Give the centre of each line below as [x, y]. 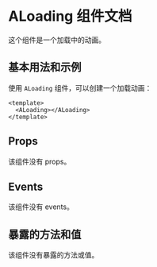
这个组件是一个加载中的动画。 [57, 40]
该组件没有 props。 [40, 161]
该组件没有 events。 [41, 207]
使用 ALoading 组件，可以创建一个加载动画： [80, 87]
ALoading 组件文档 [70, 16]
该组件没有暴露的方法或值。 [54, 255]
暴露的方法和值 [45, 234]
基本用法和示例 [45, 67]
